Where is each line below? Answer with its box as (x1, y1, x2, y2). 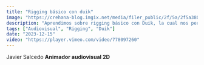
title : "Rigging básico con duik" (6, 8, 94, 15)
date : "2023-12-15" (6, 31, 56, 37)
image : (6, 14, 23, 20)
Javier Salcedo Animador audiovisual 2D (6, 54, 110, 60)
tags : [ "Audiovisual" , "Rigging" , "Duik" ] (6, 25, 115, 32)
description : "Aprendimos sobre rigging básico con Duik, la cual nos (6, 20, 189, 26)
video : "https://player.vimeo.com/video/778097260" (6, 37, 140, 43)
